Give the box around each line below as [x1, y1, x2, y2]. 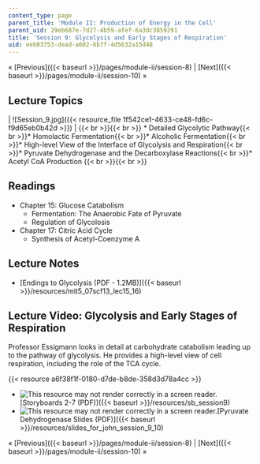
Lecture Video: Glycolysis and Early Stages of [8, 309, 238, 322]
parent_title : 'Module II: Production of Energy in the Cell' [8, 19, 217, 27]
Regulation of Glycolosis [31, 217, 110, 226]
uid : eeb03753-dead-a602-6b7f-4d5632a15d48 [8, 41, 154, 49]
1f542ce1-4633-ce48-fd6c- [122, 114, 214, 124]
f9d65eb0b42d [8, 123, 58, 133]
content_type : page [8, 11, 72, 20]
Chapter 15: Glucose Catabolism [19, 200, 124, 210]
